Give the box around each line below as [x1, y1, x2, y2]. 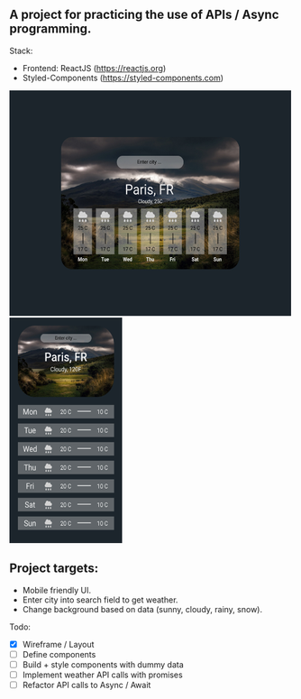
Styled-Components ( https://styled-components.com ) [22, 72, 223, 83]
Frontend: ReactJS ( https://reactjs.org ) [22, 62, 167, 73]
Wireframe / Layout [22, 639, 95, 649]
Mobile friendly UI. [22, 584, 92, 595]
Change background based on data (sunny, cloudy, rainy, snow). [22, 603, 263, 614]
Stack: [9, 45, 33, 56]
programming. [9, 22, 92, 37]
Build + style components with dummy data [22, 658, 185, 670]
